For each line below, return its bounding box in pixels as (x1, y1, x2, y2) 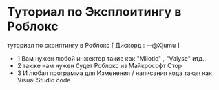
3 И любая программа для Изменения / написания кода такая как (17, 69, 212, 77)
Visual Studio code (17, 76, 71, 84)
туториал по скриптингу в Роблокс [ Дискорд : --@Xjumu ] (7, 41, 180, 49)
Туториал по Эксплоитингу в (7, 4, 182, 20)
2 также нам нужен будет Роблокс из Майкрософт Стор (17, 61, 182, 70)
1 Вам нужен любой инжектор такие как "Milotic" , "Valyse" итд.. (17, 54, 207, 62)
